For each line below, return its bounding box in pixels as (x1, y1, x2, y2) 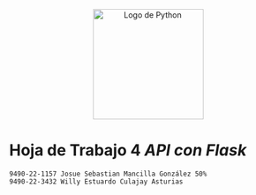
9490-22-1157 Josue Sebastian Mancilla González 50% (9, 169, 207, 178)
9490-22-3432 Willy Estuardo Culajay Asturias (9, 176, 184, 186)
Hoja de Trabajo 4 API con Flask (9, 140, 247, 161)
